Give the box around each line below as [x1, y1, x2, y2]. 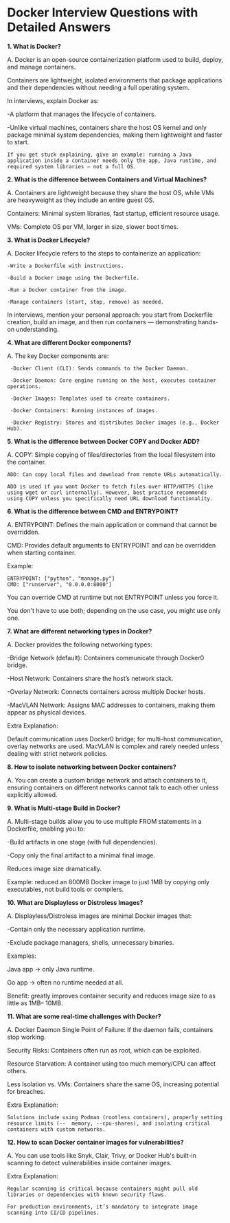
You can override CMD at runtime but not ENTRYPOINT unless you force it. [7, 593, 219, 601]
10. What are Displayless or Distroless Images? [7, 898, 143, 906]
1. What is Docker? [7, 42, 61, 50]
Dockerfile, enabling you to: [7, 824, 86, 833]
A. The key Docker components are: [7, 352, 109, 360]
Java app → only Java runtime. [7, 965, 95, 973]
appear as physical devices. [7, 708, 87, 716]
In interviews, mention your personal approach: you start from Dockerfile [7, 311, 213, 319]
